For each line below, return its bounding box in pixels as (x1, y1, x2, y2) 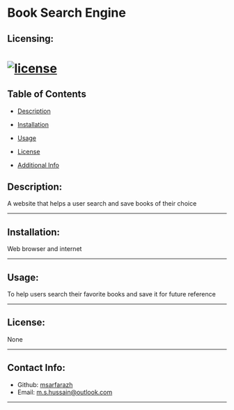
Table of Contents (7, 89, 87, 100)
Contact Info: (7, 362, 66, 374)
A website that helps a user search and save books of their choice (7, 199, 197, 208)
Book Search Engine (7, 5, 127, 21)
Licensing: (7, 33, 54, 45)
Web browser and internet (7, 245, 82, 253)
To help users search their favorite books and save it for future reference (7, 290, 216, 298)
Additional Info (17, 160, 60, 169)
